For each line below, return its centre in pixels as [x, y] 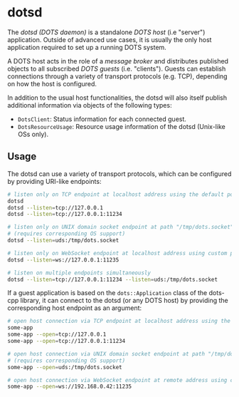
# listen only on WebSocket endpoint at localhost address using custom [117, 253]
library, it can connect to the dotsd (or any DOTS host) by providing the [124, 301]
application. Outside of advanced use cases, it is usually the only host [110, 39]
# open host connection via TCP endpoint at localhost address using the [119, 321]
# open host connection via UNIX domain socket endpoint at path [106, 354]
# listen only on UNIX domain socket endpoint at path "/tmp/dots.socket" [121, 227]
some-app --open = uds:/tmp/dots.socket [65, 367]
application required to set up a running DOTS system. [87, 47]
